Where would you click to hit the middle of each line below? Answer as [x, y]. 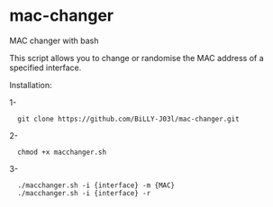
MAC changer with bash [54, 40]
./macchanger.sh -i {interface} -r [84, 193]
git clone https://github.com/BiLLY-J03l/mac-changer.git [129, 119]
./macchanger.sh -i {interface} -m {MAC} [96, 185]
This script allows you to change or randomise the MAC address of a [136, 58]
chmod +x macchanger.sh [62, 152]
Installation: [31, 85]
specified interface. [45, 67]
